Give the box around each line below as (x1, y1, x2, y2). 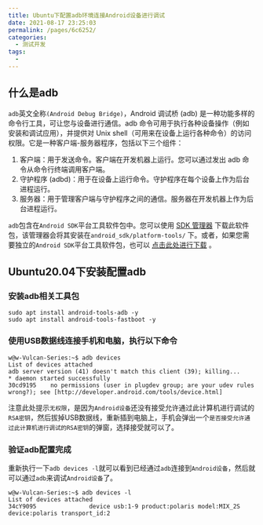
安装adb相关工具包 (8, 291, 80, 301)
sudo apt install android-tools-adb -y (8, 309, 139, 317)
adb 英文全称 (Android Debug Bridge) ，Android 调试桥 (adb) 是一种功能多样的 (8, 108, 255, 118)
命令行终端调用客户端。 (33, 164, 110, 173)
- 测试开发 (15, 41, 46, 49)
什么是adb (8, 86, 59, 100)
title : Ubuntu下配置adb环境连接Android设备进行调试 (8, 11, 166, 20)
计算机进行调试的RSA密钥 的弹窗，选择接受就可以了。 (19, 422, 179, 432)
